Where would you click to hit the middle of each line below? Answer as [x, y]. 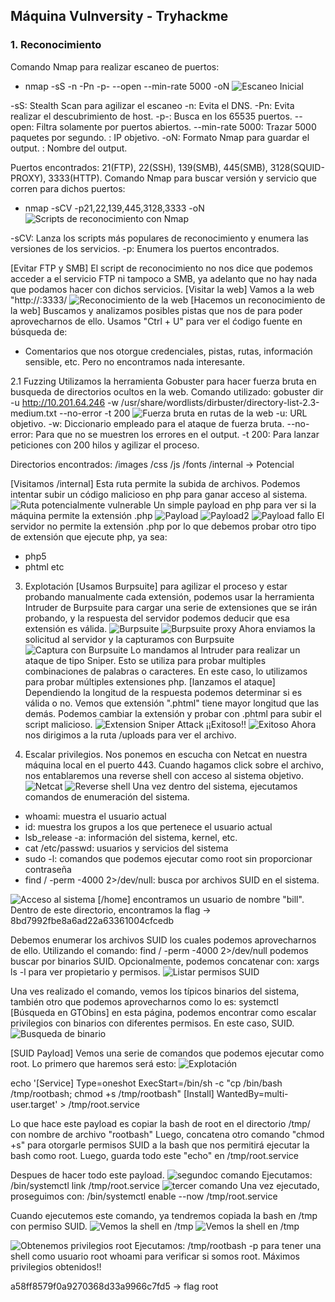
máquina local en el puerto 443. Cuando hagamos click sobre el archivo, [174, 765]
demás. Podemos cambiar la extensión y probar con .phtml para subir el [173, 713]
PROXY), [28, 178]
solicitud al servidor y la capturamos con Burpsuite [129, 639]
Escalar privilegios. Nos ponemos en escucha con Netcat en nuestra [166, 754]
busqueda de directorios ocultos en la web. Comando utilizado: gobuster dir [167, 391]
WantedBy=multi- [252, 1093]
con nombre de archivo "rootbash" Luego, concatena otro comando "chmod [167, 1134]
